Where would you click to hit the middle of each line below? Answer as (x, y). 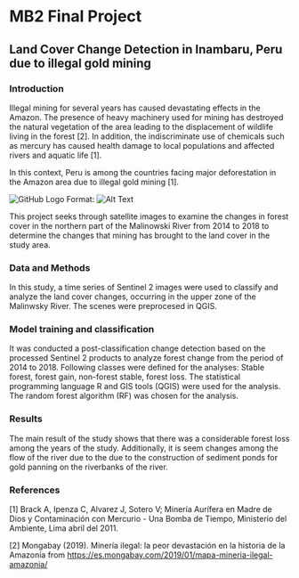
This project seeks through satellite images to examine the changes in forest (149, 216)
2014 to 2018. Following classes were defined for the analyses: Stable (137, 368)
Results (26, 419)
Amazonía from (37, 555)
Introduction (36, 88)
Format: (81, 199)
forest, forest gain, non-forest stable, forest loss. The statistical (125, 377)
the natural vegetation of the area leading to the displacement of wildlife (141, 126)
